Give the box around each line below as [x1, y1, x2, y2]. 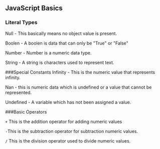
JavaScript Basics [5, 4, 63, 12]
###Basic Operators [5, 108, 47, 114]
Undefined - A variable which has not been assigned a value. [5, 99, 131, 105]
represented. [5, 89, 32, 95]
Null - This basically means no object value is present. [5, 30, 117, 36]
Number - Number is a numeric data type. [5, 49, 92, 55]
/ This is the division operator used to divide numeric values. [5, 137, 131, 144]
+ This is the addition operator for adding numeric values [5, 118, 122, 124]
